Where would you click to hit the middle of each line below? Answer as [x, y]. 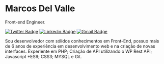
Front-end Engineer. [25, 22]
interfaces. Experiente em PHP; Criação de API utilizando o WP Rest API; [79, 51]
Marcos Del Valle [40, 9]
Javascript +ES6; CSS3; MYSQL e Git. [43, 56]
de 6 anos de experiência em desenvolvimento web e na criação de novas [80, 46]
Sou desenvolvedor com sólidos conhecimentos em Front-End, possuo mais [82, 41]
